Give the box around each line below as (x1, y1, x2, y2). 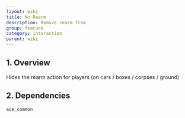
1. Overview (6, 58, 50, 68)
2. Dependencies (6, 91, 71, 101)
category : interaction (6, 31, 62, 37)
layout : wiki (6, 8, 39, 15)
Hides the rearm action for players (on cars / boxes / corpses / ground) (6, 73, 180, 80)
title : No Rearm (6, 14, 46, 20)
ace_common (6, 106, 33, 112)
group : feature (6, 25, 44, 31)
